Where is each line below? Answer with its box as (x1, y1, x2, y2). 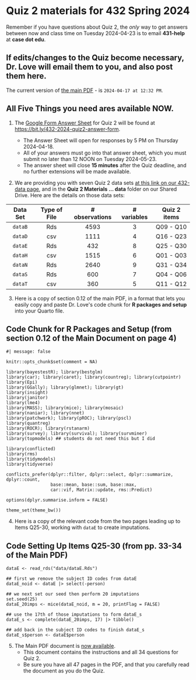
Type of (40, 205, 63, 214)
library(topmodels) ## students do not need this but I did (6, 436, 156, 442)
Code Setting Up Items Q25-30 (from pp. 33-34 (6, 541, 182, 551)
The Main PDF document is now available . (14, 643, 116, 650)
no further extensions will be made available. (23, 168, 131, 175)
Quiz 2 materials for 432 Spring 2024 (6, 4, 190, 18)
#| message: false (6, 349, 51, 355)
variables (121, 212, 148, 221)
